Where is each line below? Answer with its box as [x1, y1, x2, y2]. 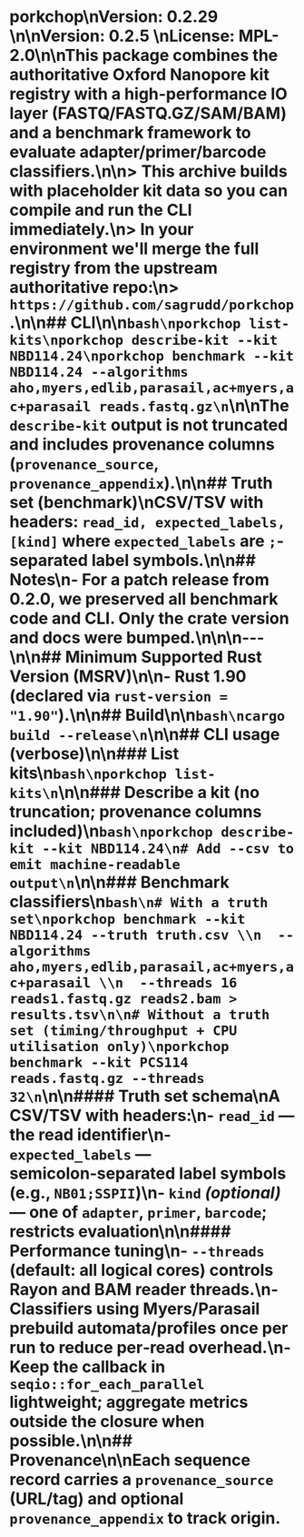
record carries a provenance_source [9, 1470, 274, 1490]
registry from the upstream [9, 258, 218, 278]
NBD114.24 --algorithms [9, 364, 189, 381]
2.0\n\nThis [9, 46, 99, 66]
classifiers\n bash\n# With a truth [9, 892, 269, 912]
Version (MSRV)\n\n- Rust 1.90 [9, 666, 247, 687]
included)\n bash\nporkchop [9, 821, 213, 842]
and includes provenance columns [9, 434, 275, 455]
